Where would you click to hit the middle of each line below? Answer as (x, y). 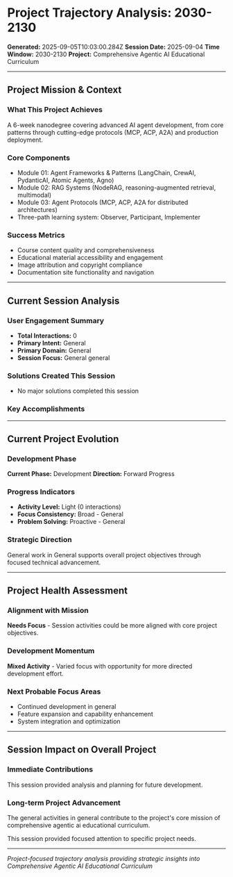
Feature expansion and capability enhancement (85, 714)
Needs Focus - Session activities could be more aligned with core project (112, 625)
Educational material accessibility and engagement (90, 258)
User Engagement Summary (56, 320)
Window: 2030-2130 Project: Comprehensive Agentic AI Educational (106, 54)
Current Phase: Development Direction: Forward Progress (91, 474)
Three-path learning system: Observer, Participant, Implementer (109, 217)
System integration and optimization (69, 721)
